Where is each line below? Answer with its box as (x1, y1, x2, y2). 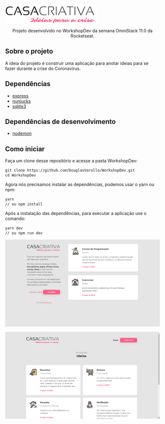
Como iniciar (5, 145, 45, 153)
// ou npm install (5, 202, 43, 207)
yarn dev (5, 226, 23, 231)
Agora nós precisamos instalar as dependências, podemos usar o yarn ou (5, 182, 155, 187)
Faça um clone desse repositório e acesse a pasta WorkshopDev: (5, 158, 138, 164)
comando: (5, 215, 26, 222)
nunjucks (12, 98, 31, 104)
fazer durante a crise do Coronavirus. (5, 65, 81, 71)
